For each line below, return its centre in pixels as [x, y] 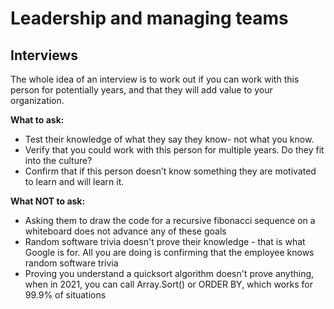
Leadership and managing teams [149, 18]
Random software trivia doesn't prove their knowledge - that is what [165, 241]
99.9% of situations [65, 295]
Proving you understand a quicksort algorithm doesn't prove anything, [169, 273]
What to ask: [37, 120]
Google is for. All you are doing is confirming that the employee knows [169, 252]
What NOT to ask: [48, 201]
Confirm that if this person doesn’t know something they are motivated [170, 171]
